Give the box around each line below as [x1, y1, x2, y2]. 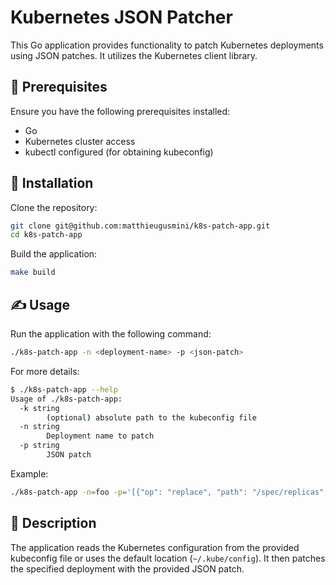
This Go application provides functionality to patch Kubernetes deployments [10, 39, 324, 51]
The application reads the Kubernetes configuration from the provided [10, 541, 300, 553]
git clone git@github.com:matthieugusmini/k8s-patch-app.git [10, 221, 271, 231]
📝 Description [10, 515, 97, 532]
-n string [19, 422, 60, 432]
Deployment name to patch [46, 431, 155, 441]
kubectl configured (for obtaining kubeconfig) [24, 146, 214, 158]
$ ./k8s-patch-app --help [10, 384, 118, 395]
